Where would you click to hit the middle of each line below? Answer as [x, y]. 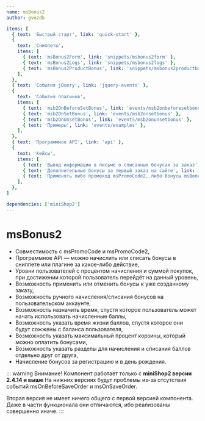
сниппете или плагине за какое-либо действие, [77, 264]
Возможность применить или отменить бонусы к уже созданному [102, 284]
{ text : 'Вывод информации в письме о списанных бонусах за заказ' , [111, 165]
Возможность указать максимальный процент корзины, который [100, 336]
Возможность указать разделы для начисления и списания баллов [103, 348]
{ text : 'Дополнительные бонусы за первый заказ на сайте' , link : [109, 171]
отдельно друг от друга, [46, 355]
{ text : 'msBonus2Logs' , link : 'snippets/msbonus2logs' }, [99, 63]
